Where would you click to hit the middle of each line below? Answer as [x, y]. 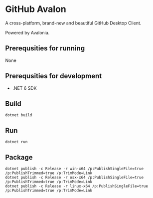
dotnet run [16, 142]
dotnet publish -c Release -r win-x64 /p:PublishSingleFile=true [74, 169]
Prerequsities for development [54, 76]
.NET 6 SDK [24, 88]
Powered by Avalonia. [27, 32]
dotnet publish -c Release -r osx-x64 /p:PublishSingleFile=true [74, 178]
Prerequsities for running [45, 48]
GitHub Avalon [36, 9]
